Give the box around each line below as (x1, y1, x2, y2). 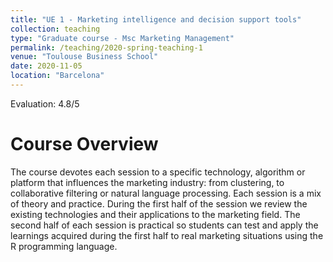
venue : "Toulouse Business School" (10, 52, 159, 62)
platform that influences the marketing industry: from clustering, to (10, 176, 285, 188)
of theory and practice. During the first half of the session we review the (10, 197, 308, 210)
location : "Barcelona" (10, 71, 105, 81)
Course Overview (10, 133, 159, 156)
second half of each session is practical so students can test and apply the (10, 219, 319, 231)
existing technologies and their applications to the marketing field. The (10, 208, 301, 220)
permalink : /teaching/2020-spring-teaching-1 (10, 42, 203, 53)
